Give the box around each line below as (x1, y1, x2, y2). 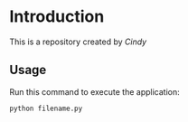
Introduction (9, 6, 105, 27)
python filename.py (9, 104, 83, 113)
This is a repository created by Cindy (9, 36, 147, 47)
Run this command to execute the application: (9, 86, 180, 97)
